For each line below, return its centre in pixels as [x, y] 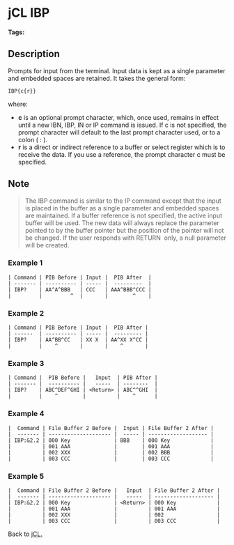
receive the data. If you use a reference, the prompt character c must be [122, 154]
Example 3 [26, 364]
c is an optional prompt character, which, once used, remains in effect [118, 117]
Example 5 [26, 476]
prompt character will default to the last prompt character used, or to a [119, 132]
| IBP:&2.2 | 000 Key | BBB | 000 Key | [111, 440]
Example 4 [26, 414]
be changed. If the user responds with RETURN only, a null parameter [126, 238]
